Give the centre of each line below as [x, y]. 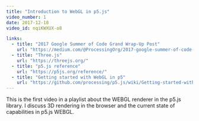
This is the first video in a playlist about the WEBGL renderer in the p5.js [94, 99]
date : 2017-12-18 [28, 22]
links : [14, 39]
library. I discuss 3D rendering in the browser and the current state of [91, 106]
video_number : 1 [26, 17]
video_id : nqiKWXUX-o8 [34, 28]
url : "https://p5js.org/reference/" [62, 71]
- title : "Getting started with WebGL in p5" [69, 77]
